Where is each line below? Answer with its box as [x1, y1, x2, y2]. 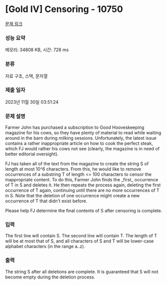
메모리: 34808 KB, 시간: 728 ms [5, 47, 69, 53]
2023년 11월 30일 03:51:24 [5, 99, 59, 105]
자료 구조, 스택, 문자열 [5, 73, 48, 79]
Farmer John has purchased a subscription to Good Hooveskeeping [5, 124, 145, 131]
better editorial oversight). [5, 151, 59, 157]
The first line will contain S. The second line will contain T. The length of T [5, 233, 157, 239]
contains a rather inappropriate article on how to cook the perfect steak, [5, 140, 153, 146]
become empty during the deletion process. [5, 274, 96, 280]
